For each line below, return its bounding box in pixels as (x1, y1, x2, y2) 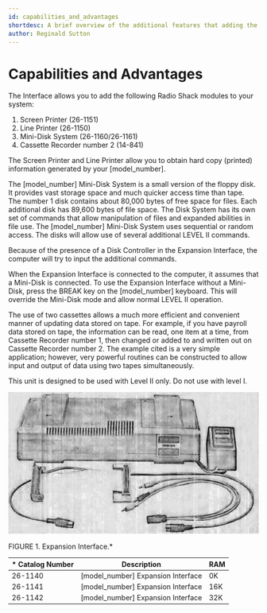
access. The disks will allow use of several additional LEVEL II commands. (8, 231, 250, 240)
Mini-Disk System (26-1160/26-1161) (19, 132, 138, 142)
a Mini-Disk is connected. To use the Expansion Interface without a (8, 278, 228, 288)
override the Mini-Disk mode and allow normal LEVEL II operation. (8, 295, 224, 305)
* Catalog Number (11, 559, 74, 568)
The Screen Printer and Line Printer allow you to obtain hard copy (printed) (8, 156, 253, 165)
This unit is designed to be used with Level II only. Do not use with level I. (8, 376, 248, 386)
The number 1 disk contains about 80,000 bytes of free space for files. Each (8, 196, 257, 206)
